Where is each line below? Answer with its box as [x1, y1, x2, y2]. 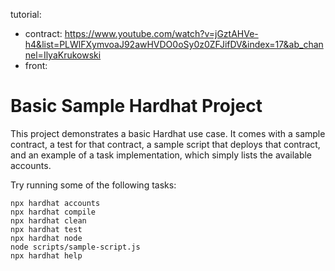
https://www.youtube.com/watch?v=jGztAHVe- [64, 28, 259, 39]
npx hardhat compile [10, 207, 97, 217]
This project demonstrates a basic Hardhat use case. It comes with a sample [10, 127, 326, 139]
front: [24, 60, 48, 71]
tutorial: [10, 9, 42, 20]
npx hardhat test [10, 224, 83, 234]
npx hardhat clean [10, 215, 87, 226]
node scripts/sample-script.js [10, 242, 141, 252]
